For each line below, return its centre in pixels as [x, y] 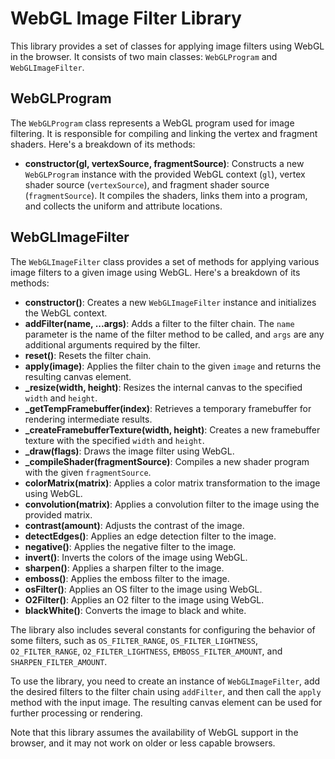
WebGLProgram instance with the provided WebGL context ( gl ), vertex [165, 174]
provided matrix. [58, 514]
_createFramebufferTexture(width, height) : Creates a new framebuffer [172, 429]
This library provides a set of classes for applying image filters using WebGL [167, 46]
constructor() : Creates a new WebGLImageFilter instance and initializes [170, 302]
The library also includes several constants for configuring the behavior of [163, 629]
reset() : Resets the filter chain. [88, 355]
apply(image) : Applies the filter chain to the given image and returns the [173, 366]
